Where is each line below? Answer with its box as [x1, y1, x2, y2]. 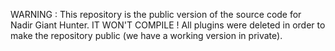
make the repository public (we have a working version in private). [10, 30, 283, 41]
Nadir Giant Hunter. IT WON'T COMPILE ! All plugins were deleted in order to [10, 19, 326, 31]
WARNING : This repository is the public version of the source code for [10, 9, 302, 20]
